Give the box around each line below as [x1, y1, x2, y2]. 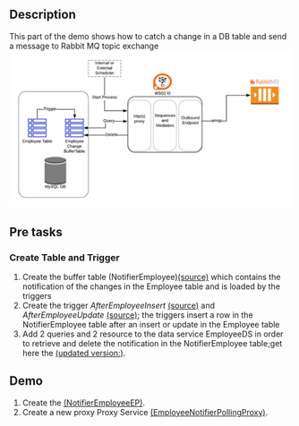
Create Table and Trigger [9, 251, 120, 263]
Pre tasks [9, 224, 63, 240]
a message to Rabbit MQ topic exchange [9, 40, 159, 51]
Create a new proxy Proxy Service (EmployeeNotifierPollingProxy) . [21, 406, 269, 417]
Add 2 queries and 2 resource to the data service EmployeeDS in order [21, 328, 284, 339]
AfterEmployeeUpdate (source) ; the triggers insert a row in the [21, 310, 253, 320]
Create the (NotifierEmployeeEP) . [21, 397, 146, 408]
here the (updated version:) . [21, 348, 126, 359]
